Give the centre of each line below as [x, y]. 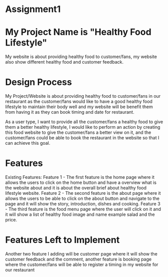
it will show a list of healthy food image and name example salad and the [80, 214]
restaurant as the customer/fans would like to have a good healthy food [79, 102]
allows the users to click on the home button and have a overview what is [81, 182]
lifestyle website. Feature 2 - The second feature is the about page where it [83, 193]
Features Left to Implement [62, 240]
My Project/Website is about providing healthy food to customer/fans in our [83, 96]
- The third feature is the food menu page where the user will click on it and [83, 209]
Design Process [39, 82]
